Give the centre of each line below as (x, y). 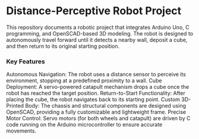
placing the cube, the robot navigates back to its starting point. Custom (93, 99)
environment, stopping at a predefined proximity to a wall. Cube (84, 80)
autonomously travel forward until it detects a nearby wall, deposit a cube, (97, 40)
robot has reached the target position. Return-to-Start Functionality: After (96, 93)
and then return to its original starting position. (63, 46)
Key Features (26, 62)
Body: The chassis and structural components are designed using (105, 106)
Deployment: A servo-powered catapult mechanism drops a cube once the (98, 87)
